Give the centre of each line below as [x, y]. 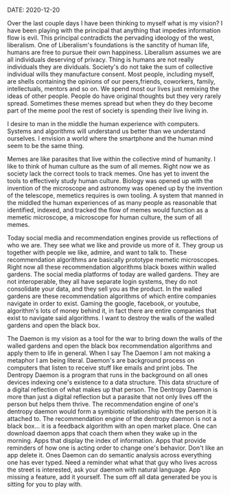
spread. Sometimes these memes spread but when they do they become [110, 103]
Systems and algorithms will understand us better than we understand [106, 131]
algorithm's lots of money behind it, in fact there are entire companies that [112, 311]
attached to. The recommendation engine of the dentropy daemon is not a [112, 419]
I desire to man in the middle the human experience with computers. [104, 124]
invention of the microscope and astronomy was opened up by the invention [115, 188]
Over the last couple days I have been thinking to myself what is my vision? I [115, 23]
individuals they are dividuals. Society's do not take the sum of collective [110, 67]
